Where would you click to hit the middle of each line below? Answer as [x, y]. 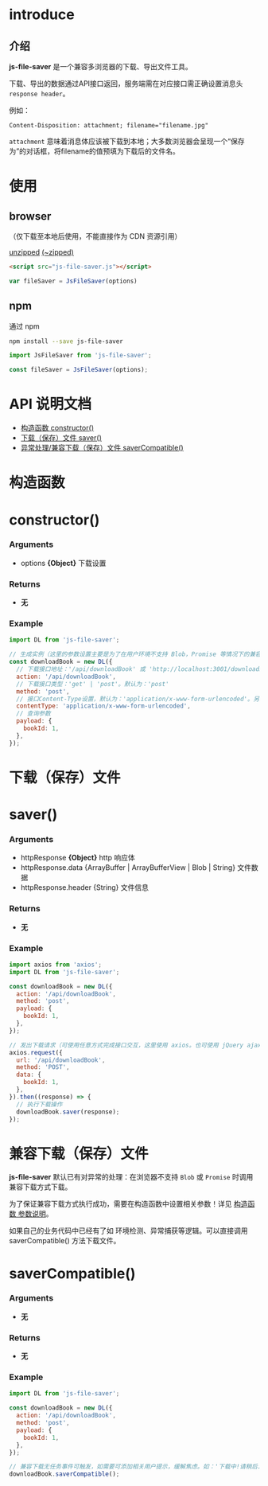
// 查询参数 [33, 714]
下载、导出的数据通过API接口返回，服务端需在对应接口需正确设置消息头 [126, 84]
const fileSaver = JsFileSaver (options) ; [79, 370]
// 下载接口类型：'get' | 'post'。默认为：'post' [93, 684]
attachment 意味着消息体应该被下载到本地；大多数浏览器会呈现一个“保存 [127, 141]
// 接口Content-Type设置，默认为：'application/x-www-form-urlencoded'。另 [138, 699]
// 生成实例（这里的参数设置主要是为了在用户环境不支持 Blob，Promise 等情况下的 [129, 654]
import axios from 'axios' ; [56, 965]
